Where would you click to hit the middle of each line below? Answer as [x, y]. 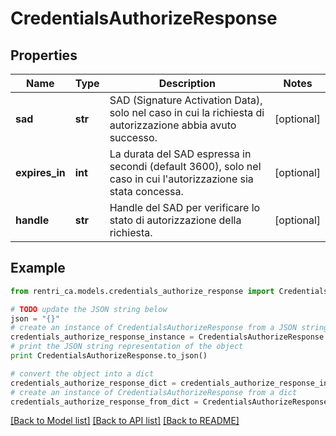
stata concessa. [146, 191]
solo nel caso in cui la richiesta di [187, 112]
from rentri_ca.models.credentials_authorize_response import [142, 291]
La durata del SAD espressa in [180, 154]
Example [38, 268]
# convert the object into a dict [82, 373]
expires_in [40, 172]
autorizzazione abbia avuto [173, 125]
